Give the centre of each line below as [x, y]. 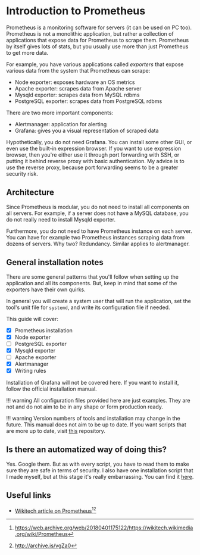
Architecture [30, 193]
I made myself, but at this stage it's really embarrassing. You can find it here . [100, 476]
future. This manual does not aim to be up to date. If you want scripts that [96, 425]
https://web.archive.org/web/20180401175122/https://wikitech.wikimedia [104, 528]
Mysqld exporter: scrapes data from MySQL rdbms [77, 95]
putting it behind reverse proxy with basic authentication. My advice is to [95, 161]
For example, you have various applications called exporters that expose [95, 64]
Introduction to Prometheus [76, 11]
